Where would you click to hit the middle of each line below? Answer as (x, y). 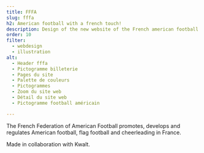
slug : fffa (20, 18)
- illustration (31, 52)
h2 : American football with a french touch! (64, 23)
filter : (16, 40)
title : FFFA (21, 12)
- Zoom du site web (37, 92)
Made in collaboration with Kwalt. (48, 144)
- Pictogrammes (31, 86)
